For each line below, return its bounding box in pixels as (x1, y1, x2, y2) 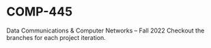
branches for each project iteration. (6, 33, 107, 41)
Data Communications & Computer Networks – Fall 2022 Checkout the (6, 26, 205, 34)
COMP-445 (6, 4, 73, 20)
